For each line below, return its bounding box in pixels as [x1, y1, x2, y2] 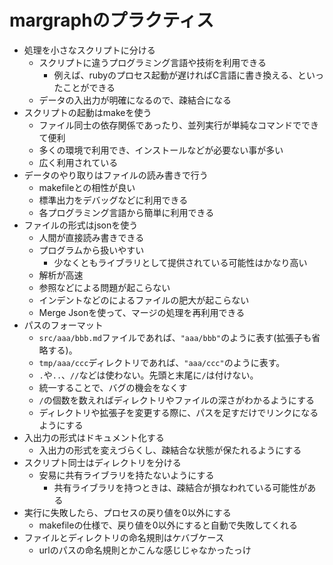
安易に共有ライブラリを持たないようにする [38, 469, 215, 481]
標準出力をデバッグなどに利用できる [38, 194, 189, 206]
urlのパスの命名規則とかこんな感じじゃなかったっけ [38, 544, 252, 556]
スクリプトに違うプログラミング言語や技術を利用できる [38, 56, 267, 68]
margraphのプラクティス [9, 9, 214, 32]
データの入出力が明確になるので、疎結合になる [38, 94, 232, 106]
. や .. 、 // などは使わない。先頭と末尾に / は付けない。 [38, 369, 259, 381]
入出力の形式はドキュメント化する [23, 431, 165, 443]
